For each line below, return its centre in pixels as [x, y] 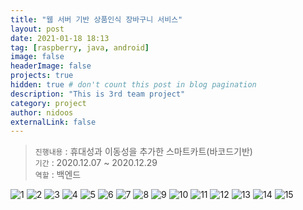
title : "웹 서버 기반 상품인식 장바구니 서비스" [96, 19]
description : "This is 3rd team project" [98, 94]
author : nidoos [42, 112]
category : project [48, 103]
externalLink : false [53, 122]
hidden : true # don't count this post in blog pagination [133, 85]
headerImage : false [51, 66]
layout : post [37, 29]
